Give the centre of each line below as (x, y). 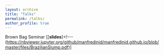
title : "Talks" (21, 14)
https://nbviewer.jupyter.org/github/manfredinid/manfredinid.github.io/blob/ (83, 42)
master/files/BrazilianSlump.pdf (37, 47)
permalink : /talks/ (25, 18)
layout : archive (22, 9)
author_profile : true (27, 23)
